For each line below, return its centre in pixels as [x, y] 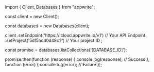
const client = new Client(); [32, 16]
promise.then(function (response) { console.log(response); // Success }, [77, 59]
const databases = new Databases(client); [47, 26]
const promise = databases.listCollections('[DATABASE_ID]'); [66, 50]
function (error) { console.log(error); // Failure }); [53, 64]
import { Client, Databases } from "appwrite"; [50, 7]
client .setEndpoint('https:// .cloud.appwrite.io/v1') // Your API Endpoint [75, 35]
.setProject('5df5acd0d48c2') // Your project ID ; [54, 40]
